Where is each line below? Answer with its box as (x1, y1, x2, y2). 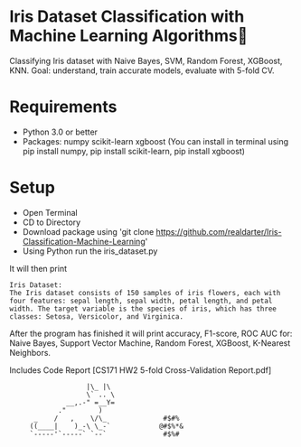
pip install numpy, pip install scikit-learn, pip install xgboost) (22, 145, 246, 156)
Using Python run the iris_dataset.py (22, 246, 158, 256)
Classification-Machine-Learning (22, 236, 146, 247)
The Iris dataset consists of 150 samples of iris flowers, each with (9, 288, 281, 297)
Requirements (9, 97, 118, 117)
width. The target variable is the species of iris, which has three (9, 304, 277, 313)
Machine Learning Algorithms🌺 (9, 25, 249, 46)
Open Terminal (22, 207, 79, 218)
